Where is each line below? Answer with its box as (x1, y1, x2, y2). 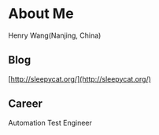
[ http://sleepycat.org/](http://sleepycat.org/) (8, 74, 152, 83)
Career (8, 97, 43, 111)
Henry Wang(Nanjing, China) (8, 31, 102, 40)
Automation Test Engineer (8, 118, 93, 127)
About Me (8, 5, 74, 23)
